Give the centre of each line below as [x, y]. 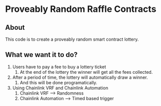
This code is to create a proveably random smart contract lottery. [72, 39]
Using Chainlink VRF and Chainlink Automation [60, 88]
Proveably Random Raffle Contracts [81, 9]
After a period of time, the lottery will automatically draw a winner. [80, 77]
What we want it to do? [42, 55]
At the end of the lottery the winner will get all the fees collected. [86, 72]
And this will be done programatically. [59, 82]
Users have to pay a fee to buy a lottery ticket [59, 67]
